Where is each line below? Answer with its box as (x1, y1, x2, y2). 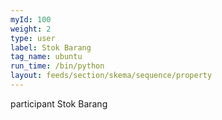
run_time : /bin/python (10, 61, 105, 71)
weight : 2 (10, 24, 52, 34)
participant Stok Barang (10, 97, 108, 110)
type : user (10, 33, 56, 43)
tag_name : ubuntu (10, 52, 83, 62)
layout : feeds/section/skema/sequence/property (10, 71, 213, 81)
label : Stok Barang (10, 42, 92, 53)
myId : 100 (10, 14, 52, 25)
